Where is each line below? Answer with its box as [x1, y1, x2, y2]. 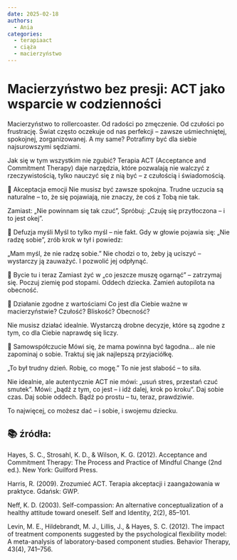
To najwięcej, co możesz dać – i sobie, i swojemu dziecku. [7, 406, 178, 415]
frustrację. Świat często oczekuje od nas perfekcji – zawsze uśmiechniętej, [7, 127, 227, 135]
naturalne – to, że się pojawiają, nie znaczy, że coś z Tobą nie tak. [7, 192, 201, 201]
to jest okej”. [7, 214, 44, 222]
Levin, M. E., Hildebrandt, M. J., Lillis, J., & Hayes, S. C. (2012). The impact [7, 522, 225, 531]
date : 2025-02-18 [7, 10, 59, 18]
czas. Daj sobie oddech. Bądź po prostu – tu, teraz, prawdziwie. [7, 393, 194, 401]
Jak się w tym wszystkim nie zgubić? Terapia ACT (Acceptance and [7, 156, 206, 165]
